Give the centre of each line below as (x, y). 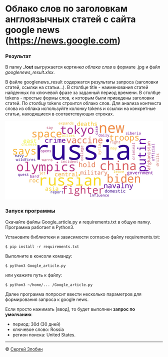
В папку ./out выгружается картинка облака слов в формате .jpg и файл (83, 67)
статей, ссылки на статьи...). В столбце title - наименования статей (77, 87)
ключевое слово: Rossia (38, 329)
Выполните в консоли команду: (39, 256)
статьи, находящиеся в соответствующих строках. (59, 114)
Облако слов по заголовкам (66, 9)
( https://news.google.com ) (63, 41)
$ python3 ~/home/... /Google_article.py (49, 285)
